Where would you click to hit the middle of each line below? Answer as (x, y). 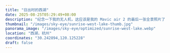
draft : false (19, 43)
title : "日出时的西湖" (27, 10)
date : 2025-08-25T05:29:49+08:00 (41, 15)
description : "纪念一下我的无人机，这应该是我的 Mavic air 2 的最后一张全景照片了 (85, 19)
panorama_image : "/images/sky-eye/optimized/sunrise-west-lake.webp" (81, 29)
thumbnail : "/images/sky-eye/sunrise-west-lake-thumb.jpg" (69, 24)
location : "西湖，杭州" (29, 33)
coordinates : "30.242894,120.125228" (45, 38)
